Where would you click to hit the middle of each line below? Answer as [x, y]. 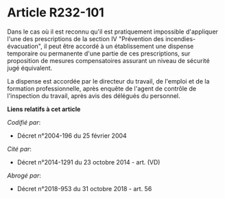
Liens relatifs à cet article [44, 109]
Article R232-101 [56, 13]
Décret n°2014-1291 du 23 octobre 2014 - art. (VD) [88, 162]
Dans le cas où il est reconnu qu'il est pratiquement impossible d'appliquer [113, 32]
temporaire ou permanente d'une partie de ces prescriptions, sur [99, 53]
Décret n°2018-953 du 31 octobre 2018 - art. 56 [84, 188]
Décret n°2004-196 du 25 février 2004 [72, 136]
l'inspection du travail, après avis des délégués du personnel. [94, 96]
